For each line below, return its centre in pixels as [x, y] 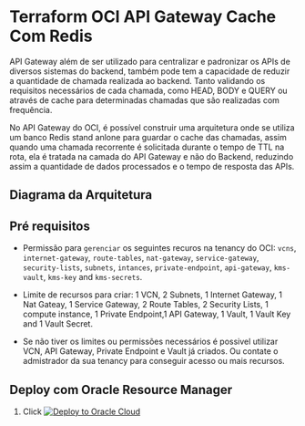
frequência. [31, 109]
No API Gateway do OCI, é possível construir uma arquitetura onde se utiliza [152, 127]
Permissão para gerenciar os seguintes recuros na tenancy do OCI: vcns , [159, 248]
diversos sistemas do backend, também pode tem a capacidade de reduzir [150, 71]
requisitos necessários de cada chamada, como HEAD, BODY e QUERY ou [149, 90]
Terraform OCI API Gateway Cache [142, 17]
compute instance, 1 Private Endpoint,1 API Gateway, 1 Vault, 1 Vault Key [157, 314]
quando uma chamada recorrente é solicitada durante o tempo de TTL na [147, 147]
